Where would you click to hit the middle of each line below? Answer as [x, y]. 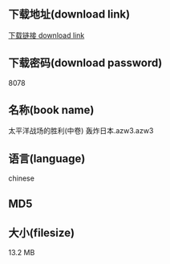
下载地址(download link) [69, 14]
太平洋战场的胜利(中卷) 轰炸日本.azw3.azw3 [81, 131]
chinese [21, 178]
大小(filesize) [41, 233]
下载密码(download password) [85, 63]
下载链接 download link [47, 35]
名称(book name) [51, 110]
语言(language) [47, 158]
